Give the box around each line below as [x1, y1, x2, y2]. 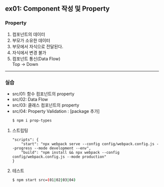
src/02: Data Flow [12, 96, 48, 102]
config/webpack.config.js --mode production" [12, 154, 106, 159]
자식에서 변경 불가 [12, 49, 46, 55]
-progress [12, 145, 33, 150]
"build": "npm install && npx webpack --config [21, 150, 120, 155]
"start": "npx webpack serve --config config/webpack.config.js [21, 141, 155, 146]
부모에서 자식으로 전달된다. [12, 43, 63, 49]
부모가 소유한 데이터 [12, 37, 50, 43]
